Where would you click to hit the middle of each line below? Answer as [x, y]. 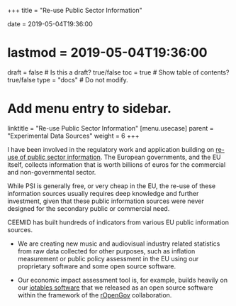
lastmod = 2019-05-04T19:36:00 [107, 53]
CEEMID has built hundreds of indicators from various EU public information [118, 222]
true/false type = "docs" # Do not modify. [68, 80]
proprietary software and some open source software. [97, 266]
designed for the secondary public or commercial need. [89, 208]
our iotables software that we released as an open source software [116, 288]
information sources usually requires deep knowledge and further [103, 193]
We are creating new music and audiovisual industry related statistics [119, 244]
